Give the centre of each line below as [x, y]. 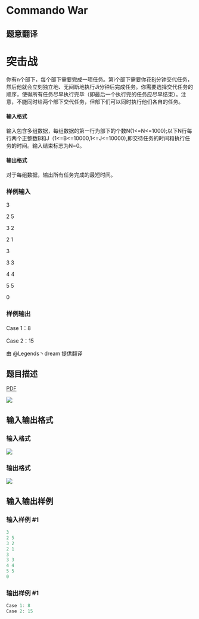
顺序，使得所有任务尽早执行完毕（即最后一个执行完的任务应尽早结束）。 [94, 94]
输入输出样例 [30, 501]
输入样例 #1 [22, 520]
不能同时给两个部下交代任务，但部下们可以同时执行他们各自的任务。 [100, 101]
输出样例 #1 [22, 593]
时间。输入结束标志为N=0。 [51, 145]
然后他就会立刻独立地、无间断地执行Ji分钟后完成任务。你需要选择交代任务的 [100, 86]
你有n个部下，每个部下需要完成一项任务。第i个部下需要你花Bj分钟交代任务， [99, 79]
